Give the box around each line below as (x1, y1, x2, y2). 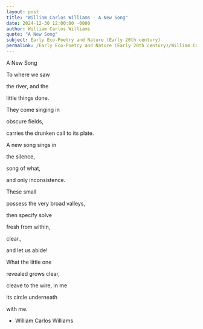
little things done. (6, 94, 50, 102)
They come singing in (6, 106, 60, 113)
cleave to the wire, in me (6, 282, 68, 289)
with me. (6, 305, 28, 312)
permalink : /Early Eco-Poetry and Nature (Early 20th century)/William (6, 43, 190, 49)
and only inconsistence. (6, 176, 66, 183)
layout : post (6, 8, 39, 15)
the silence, (6, 152, 35, 160)
